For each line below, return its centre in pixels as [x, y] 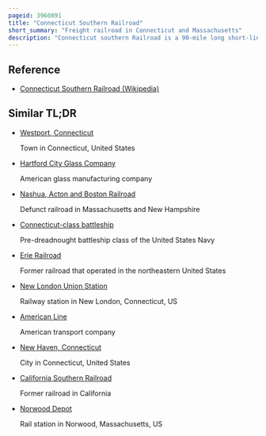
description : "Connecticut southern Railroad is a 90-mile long [116, 38]
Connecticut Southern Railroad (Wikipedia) [89, 89]
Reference [34, 69]
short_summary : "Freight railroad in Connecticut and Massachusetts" [125, 30]
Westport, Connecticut [57, 132]
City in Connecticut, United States [75, 362]
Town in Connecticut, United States [77, 148]
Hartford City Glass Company [68, 163]
